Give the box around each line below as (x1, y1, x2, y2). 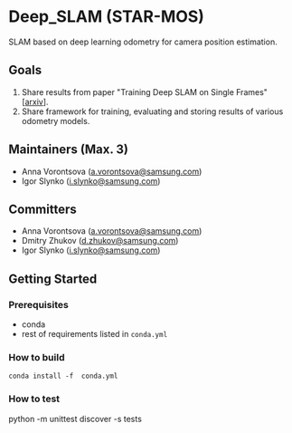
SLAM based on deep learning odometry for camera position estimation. (8, 36, 278, 47)
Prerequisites (8, 298, 69, 311)
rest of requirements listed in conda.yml (21, 329, 168, 340)
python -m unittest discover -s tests (8, 413, 142, 424)
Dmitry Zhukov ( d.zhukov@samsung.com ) (21, 236, 179, 246)
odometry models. (21, 115, 90, 126)
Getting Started (8, 271, 98, 286)
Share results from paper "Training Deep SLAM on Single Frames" (21, 86, 268, 97)
